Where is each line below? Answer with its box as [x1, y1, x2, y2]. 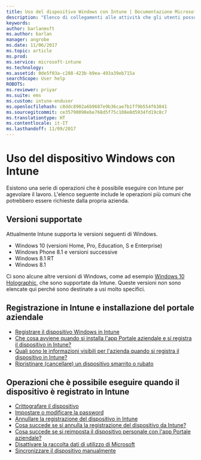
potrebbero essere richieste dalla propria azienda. [6, 197, 130, 204]
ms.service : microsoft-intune [6, 59, 82, 65]
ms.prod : [6, 53, 28, 59]
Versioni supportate [6, 214, 83, 225]
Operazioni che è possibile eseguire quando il [6, 377, 179, 387]
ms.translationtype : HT [6, 115, 66, 121]
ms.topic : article [6, 48, 52, 54]
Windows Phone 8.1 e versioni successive [14, 248, 118, 255]
